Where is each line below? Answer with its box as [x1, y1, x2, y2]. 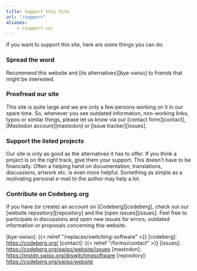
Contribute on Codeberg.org [6, 190, 89, 198]
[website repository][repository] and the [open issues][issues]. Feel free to [6, 209, 187, 216]
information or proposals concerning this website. [6, 222, 127, 229]
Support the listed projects [6, 136, 84, 145]
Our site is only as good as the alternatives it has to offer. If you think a [6, 150, 177, 158]
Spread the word [6, 56, 55, 64]
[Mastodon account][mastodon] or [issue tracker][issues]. [6, 122, 147, 129]
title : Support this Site [6, 8, 69, 15]
